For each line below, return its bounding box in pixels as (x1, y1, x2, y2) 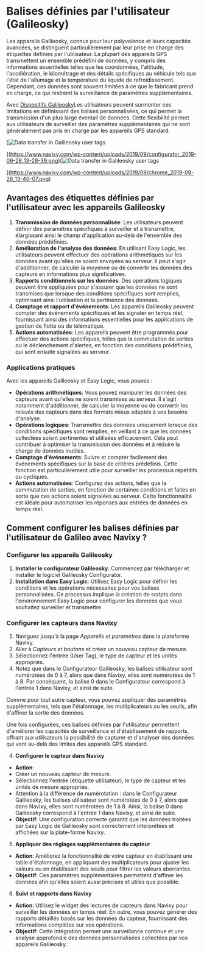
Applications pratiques (6, 363, 76, 372)
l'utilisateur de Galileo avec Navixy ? (6, 532, 147, 543)
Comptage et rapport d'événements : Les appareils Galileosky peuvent (15, 303, 194, 310)
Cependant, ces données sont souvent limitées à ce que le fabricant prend (6, 82, 194, 90)
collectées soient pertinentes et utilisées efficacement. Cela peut (15, 434, 178, 442)
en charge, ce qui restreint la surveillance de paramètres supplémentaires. (6, 89, 193, 96)
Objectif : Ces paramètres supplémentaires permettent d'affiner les (15, 872, 183, 879)
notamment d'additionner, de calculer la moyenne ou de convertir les (15, 402, 189, 409)
